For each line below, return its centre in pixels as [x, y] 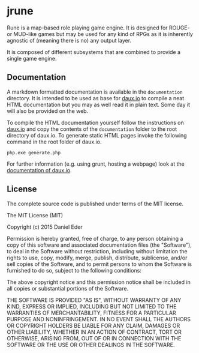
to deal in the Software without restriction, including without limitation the [97, 251]
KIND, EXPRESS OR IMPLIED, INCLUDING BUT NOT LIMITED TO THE [92, 306]
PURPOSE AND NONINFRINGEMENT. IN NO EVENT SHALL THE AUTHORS [99, 319]
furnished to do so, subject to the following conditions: [74, 270]
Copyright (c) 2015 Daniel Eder [45, 227]
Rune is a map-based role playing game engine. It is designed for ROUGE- [99, 28]
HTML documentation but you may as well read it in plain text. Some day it [99, 104]
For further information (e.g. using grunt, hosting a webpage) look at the [96, 164]
